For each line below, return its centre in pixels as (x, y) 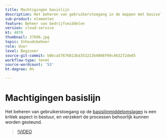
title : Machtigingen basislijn (37, 10)
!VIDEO (24, 132)
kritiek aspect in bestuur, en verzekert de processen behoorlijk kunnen (77, 117)
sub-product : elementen (30, 19)
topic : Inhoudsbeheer (27, 42)
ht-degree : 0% (20, 69)
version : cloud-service (30, 28)
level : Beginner (22, 51)
